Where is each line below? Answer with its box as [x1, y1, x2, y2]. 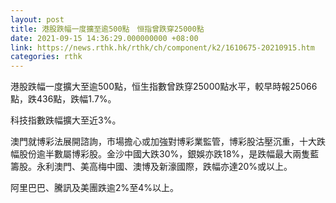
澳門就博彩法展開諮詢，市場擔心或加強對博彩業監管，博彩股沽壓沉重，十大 [10, 136, 317, 148]
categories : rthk [10, 52, 83, 62]
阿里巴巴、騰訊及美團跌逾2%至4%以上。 [10, 182, 180, 194]
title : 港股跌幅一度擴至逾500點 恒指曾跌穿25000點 [10, 24, 205, 34]
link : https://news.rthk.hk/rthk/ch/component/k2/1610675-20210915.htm [10, 42, 315, 53]
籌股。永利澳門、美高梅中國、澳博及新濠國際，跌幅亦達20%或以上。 [10, 161, 293, 173]
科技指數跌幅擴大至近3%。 [10, 114, 122, 126]
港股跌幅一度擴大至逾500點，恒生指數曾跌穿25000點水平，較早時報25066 [10, 81, 318, 93]
